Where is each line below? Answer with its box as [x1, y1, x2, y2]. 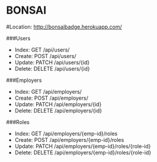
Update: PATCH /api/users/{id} [14, 59, 90, 66]
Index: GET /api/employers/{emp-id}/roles [14, 130, 118, 137]
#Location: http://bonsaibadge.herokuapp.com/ [6, 23, 123, 30]
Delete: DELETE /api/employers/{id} [14, 107, 102, 114]
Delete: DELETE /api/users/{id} [14, 65, 90, 72]
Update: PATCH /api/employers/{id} [14, 100, 102, 107]
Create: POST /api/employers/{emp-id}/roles [14, 136, 124, 143]
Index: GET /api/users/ [14, 46, 70, 53]
